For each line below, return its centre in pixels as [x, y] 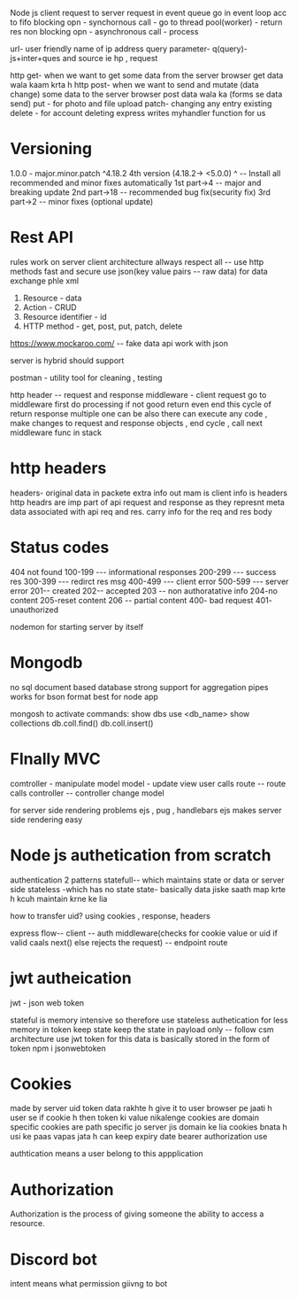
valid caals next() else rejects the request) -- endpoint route [119, 942]
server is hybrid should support [67, 360]
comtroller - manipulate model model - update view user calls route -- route [148, 783]
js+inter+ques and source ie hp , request [84, 58]
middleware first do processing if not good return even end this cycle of [141, 404]
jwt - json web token [47, 1003]
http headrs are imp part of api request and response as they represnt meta [148, 502]
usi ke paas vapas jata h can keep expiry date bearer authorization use [139, 1137]
